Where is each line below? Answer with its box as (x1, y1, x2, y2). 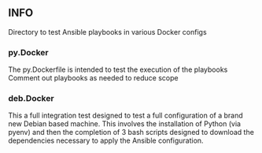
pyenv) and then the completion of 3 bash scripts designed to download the (8, 128, 254, 137)
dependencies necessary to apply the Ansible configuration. (8, 136, 204, 145)
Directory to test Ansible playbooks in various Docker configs (8, 27, 207, 36)
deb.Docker (8, 93, 54, 104)
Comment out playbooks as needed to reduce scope (8, 73, 179, 83)
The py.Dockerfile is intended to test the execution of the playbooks (8, 65, 228, 74)
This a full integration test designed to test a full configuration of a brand (8, 110, 244, 121)
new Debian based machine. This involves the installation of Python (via (8, 119, 242, 129)
